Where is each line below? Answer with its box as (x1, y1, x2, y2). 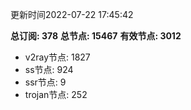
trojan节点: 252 (24, 89, 88, 100)
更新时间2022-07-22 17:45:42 (10, 9, 134, 20)
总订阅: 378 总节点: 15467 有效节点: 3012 (10, 30, 182, 42)
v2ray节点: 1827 (24, 51, 91, 63)
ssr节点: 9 (24, 76, 67, 88)
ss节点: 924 (24, 64, 74, 75)
